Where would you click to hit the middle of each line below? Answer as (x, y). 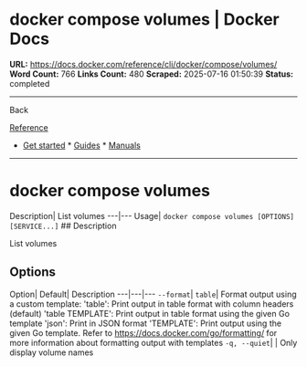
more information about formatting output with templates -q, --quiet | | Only (153, 342)
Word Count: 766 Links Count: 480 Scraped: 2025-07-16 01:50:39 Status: (152, 74)
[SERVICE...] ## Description (63, 225)
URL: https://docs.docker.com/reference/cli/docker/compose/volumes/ (143, 64)
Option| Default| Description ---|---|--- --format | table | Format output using (153, 294)
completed (30, 83)
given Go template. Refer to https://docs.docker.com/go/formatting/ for (143, 332)
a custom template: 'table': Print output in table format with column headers (152, 304)
